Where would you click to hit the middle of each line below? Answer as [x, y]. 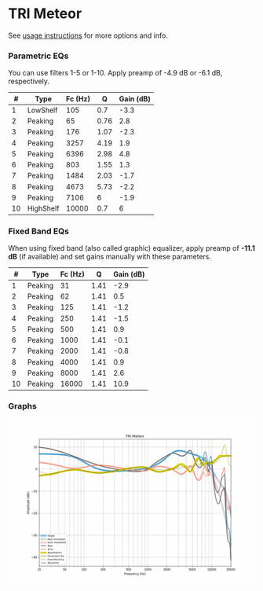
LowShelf [42, 110]
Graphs [22, 406]
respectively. [29, 81]
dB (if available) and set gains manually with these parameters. [110, 257]
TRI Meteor [45, 14]
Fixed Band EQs [38, 231]
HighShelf [43, 208]
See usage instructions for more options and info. [88, 35]
